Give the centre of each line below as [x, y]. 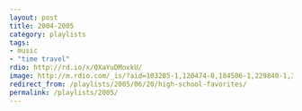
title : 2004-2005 [42, 26]
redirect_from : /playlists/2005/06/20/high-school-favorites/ [128, 84]
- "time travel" [40, 59]
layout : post [34, 17]
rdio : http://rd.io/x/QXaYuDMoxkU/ [76, 68]
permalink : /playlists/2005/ [64, 92]
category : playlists [48, 34]
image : [22, 76]
